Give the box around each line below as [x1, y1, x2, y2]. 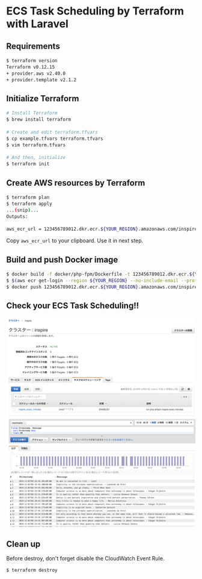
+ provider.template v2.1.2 [6, 77, 77, 83]
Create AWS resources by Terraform [6, 178, 145, 188]
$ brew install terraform [6, 116, 71, 123]
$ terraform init [6, 161, 50, 167]
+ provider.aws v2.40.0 [6, 70, 66, 77]
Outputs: [6, 213, 28, 219]
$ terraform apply [6, 201, 52, 207]
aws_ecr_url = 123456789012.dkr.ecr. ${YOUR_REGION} [6, 226, 138, 233]
